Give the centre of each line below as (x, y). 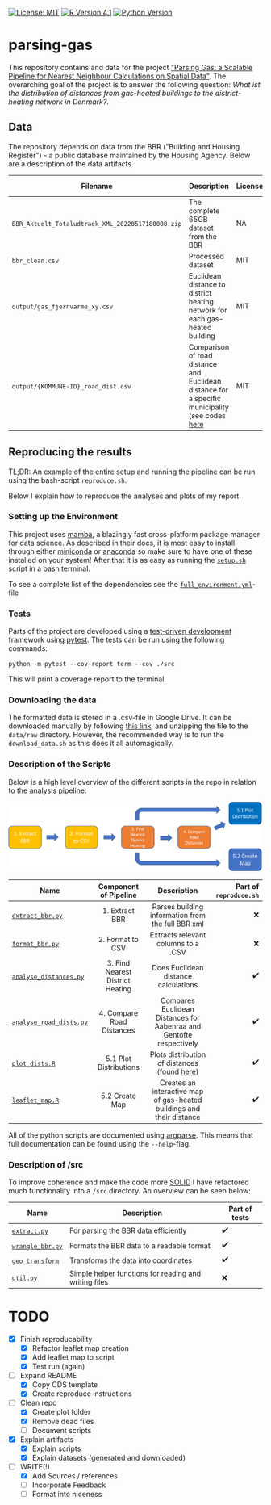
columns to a (178, 944)
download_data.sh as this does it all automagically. (91, 744)
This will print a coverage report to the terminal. (88, 679)
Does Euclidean (178, 967)
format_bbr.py (35, 945)
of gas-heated (177, 1100)
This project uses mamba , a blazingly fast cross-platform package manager (134, 534)
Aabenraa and (178, 1026)
